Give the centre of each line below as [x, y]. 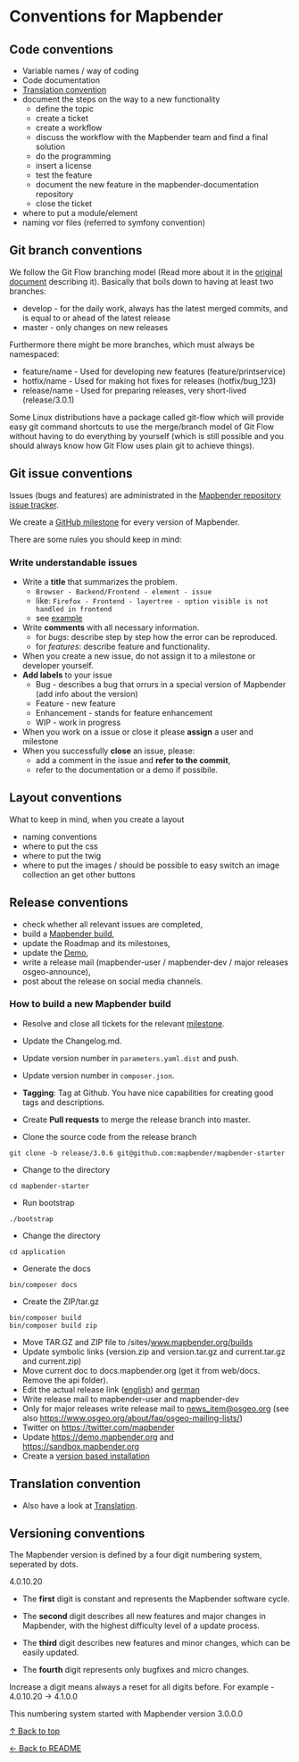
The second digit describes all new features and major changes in [144, 1617]
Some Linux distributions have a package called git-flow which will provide [146, 417]
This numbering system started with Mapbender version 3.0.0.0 [126, 1714]
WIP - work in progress [78, 722]
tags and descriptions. [63, 1102]
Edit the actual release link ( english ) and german [111, 1389]
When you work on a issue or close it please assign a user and [138, 731]
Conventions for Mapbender [116, 17]
